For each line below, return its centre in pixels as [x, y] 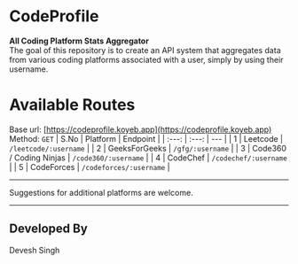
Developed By [49, 229]
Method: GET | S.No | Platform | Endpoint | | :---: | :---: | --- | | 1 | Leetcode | [146, 138]
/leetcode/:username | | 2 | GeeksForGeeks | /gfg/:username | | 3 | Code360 [148, 148]
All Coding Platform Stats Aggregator [79, 41]
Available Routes [72, 105]
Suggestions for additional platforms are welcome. [101, 192]
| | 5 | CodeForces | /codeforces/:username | [90, 167]
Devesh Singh [35, 250]
